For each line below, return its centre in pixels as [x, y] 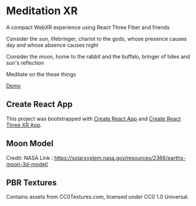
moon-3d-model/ [27, 164]
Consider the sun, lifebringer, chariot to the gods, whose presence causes [97, 38]
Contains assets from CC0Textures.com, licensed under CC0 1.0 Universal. [98, 197]
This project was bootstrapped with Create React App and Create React [94, 118]
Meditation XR [42, 11]
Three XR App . [24, 125]
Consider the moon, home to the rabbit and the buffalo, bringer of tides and [98, 56]
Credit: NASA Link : [30, 157]
